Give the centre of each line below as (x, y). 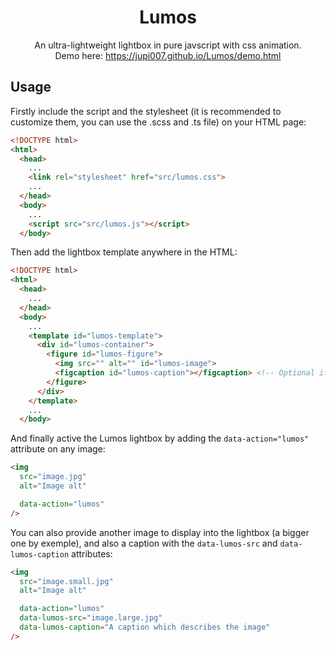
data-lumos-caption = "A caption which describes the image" (145, 627)
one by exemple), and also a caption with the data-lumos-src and (144, 543)
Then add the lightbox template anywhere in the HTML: (124, 252)
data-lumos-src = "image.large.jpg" (91, 618)
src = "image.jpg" (53, 477)
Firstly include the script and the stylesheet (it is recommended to (146, 111)
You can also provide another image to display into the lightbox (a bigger (160, 532)
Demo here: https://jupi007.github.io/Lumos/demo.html (168, 55)
